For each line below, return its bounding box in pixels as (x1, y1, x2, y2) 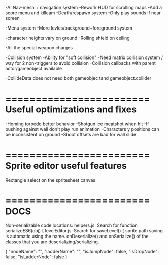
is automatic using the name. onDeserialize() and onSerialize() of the (5, 233, 149, 239)
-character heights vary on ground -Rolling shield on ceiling (5, 35, 130, 41)
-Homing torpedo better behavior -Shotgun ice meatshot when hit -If (5, 121, 149, 127)
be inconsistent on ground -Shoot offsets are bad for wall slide (5, 131, 136, 137)
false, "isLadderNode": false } (5, 254, 68, 260)
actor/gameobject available (5, 66, 62, 71)
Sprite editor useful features (5, 160, 127, 172)
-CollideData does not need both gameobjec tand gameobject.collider (5, 75, 152, 81)
